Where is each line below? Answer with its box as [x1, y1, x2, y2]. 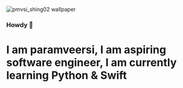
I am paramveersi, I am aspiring [6, 43, 167, 57]
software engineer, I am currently [6, 56, 177, 69]
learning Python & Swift [6, 69, 127, 83]
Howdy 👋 [6, 20, 33, 29]
